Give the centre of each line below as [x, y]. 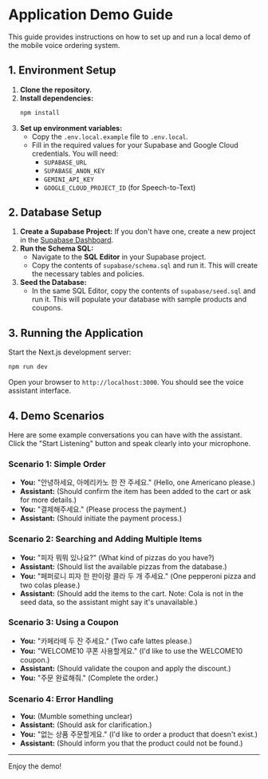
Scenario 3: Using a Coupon [63, 623]
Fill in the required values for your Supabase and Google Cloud [135, 144]
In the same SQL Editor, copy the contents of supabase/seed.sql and [144, 291]
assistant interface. [40, 391]
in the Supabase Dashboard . [67, 240]
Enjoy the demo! [35, 766]
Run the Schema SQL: [57, 248]
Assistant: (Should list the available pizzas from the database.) [123, 566]
